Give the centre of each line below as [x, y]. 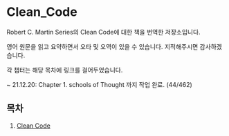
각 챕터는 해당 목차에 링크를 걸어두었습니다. [65, 70]
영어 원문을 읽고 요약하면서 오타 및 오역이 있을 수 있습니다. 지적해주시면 [102, 46]
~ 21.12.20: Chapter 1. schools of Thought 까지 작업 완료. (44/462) [100, 84]
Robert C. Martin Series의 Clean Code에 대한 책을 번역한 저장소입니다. [104, 32]
